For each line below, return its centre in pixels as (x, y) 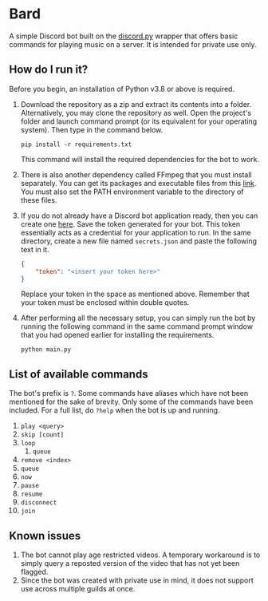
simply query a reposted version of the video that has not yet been (130, 563)
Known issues (45, 536)
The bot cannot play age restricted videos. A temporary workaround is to (140, 555)
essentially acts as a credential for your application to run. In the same (136, 232)
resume (32, 494)
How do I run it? (49, 70)
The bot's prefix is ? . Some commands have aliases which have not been (129, 393)
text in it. (35, 249)
